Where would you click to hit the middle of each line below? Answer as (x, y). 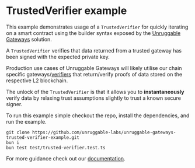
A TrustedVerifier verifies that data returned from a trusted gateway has (94, 50)
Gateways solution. (29, 39)
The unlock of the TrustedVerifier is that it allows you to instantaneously (95, 92)
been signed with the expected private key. (58, 57)
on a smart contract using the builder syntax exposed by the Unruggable (93, 33)
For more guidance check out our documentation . (66, 158)
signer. (14, 104)
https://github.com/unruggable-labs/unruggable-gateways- (104, 132)
